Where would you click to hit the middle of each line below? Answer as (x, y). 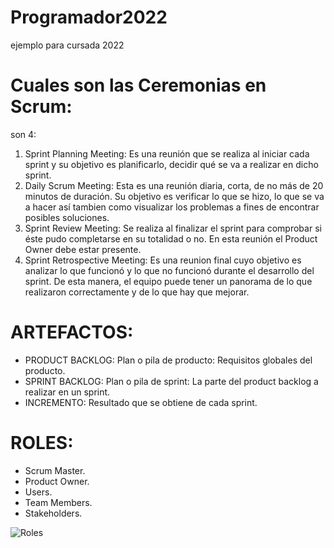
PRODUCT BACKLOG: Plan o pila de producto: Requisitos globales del (168, 360)
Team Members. (58, 502)
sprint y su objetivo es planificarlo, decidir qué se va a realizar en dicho (171, 164)
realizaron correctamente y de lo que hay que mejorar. (137, 292)
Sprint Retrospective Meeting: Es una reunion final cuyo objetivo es (163, 260)
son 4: (23, 134)
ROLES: (42, 443)
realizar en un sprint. (67, 392)
